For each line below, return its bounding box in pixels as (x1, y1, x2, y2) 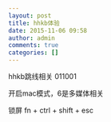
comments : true (8, 41, 59, 49)
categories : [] (8, 49, 59, 57)
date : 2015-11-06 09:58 (8, 26, 88, 34)
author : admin (8, 33, 56, 42)
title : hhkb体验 (8, 19, 60, 27)
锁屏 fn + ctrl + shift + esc (8, 105, 94, 115)
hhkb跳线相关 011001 (8, 72, 77, 81)
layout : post (8, 11, 52, 20)
